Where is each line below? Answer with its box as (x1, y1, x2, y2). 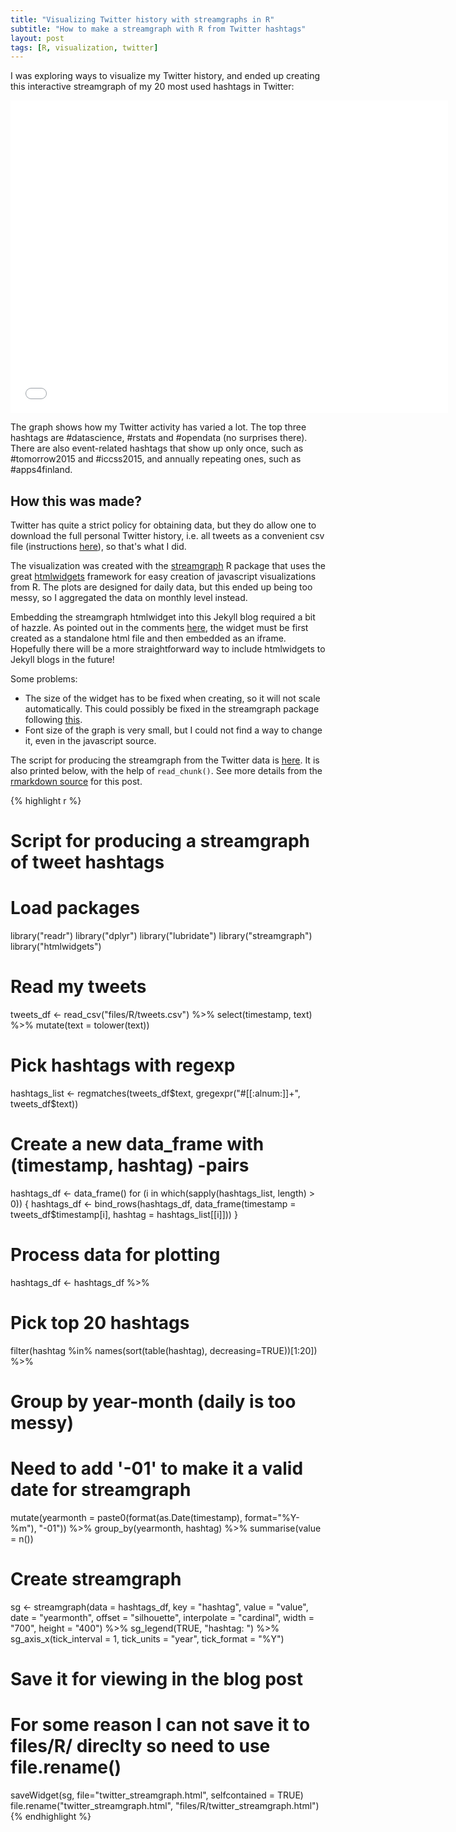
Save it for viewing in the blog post (10, 1668, 303, 1691)
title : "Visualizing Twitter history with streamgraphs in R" (10, 14, 275, 25)
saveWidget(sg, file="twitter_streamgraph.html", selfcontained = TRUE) (10, 1789, 304, 1801)
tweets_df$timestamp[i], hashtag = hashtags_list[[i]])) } (10, 1209, 238, 1220)
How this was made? (10, 492, 142, 510)
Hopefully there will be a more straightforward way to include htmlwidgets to (10, 643, 326, 655)
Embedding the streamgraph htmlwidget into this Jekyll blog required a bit (10, 611, 316, 623)
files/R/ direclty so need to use (10, 1735, 271, 1758)
